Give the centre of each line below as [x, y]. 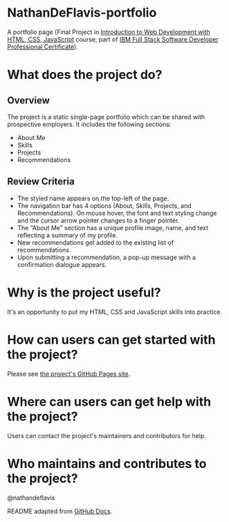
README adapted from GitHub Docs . [60, 511]
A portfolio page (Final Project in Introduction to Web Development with [109, 32]
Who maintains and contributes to [107, 463]
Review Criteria [41, 182]
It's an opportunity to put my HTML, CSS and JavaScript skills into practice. [115, 312]
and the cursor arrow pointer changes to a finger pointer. [98, 220]
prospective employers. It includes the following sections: [89, 124]
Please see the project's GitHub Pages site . [69, 374]
